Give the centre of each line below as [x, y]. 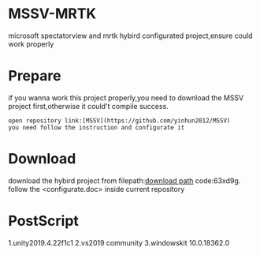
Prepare [35, 76]
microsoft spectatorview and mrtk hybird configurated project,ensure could [131, 36]
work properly [31, 43]
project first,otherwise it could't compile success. [89, 106]
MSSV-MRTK [52, 14]
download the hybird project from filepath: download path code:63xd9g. [124, 180]
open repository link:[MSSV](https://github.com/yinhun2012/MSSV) [119, 120]
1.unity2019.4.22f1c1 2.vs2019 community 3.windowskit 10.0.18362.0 [119, 242]
